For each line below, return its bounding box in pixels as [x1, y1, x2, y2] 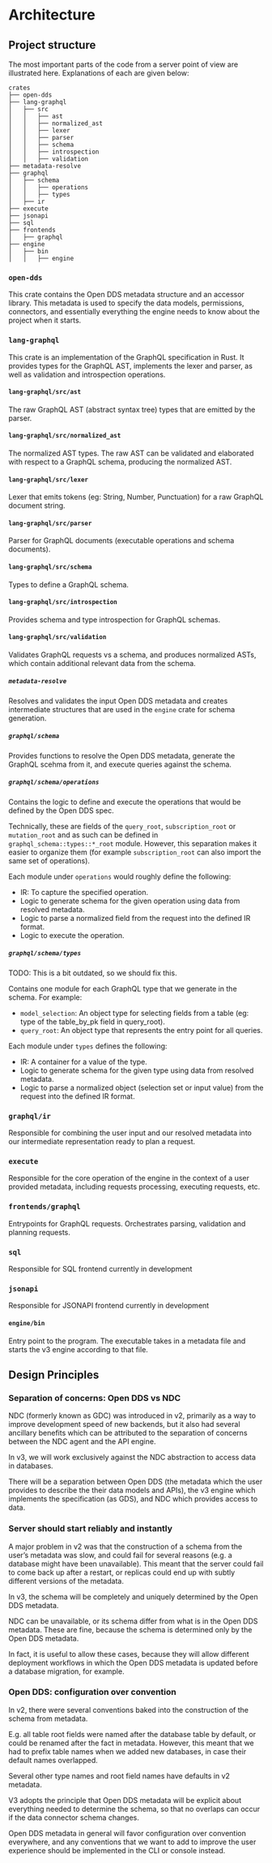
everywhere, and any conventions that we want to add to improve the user [8, 1837, 257, 1847]
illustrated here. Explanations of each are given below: [8, 68, 189, 78]
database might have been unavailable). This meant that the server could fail [8, 1558, 264, 1568]
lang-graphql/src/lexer [8, 475, 89, 484]
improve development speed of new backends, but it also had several [8, 1420, 240, 1429]
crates [8, 84, 31, 92]
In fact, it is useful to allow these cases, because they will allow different [8, 1649, 249, 1658]
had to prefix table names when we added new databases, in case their [8, 1746, 247, 1756]
